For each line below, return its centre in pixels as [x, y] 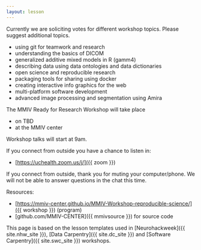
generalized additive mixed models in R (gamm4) [75, 59]
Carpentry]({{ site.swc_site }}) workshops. [58, 240]
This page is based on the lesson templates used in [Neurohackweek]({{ [96, 228]
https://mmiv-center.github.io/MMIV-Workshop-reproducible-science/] [105, 203]
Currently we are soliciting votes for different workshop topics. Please [92, 29]
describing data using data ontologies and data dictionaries [88, 66]
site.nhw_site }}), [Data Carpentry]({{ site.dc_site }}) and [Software [88, 234]
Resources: [20, 192]
